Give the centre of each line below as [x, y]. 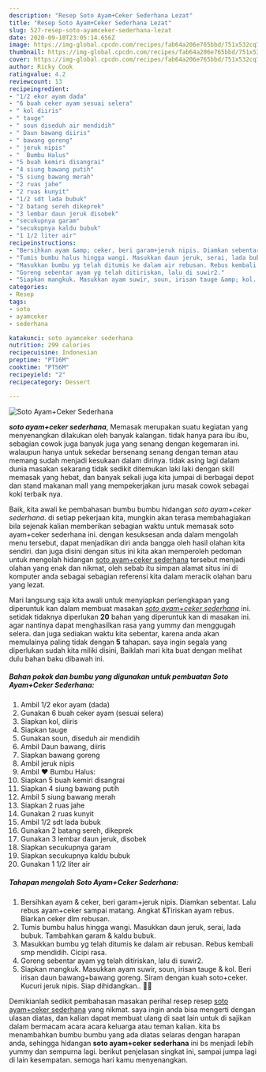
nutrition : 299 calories [50, 345]
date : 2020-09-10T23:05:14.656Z [62, 37]
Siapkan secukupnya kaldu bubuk [75, 856]
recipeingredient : [39, 89]
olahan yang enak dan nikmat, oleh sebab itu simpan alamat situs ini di [124, 568]
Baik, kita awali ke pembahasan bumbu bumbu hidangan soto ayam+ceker [130, 509]
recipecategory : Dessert [50, 382]
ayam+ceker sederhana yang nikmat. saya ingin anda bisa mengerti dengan [132, 1010]
